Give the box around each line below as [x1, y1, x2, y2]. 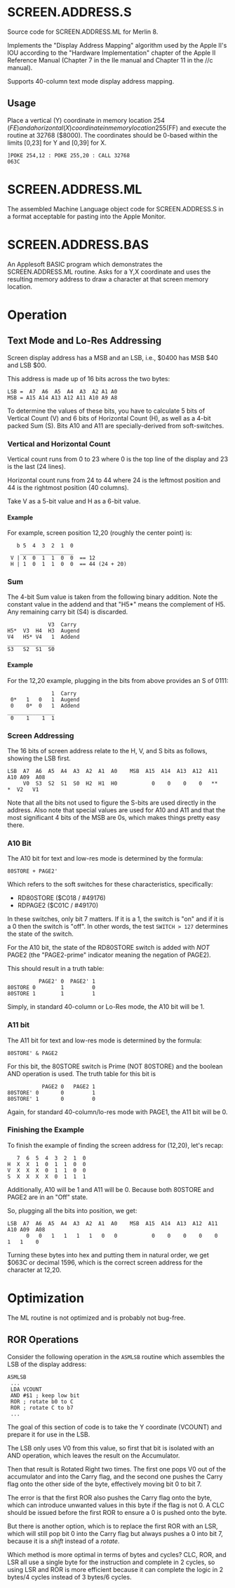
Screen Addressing [7, 731, 74, 741]
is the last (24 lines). [7, 462, 66, 470]
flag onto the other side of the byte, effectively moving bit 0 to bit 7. [7, 1479, 202, 1488]
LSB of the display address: [7, 1360, 87, 1368]
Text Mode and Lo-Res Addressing [7, 335, 162, 347]
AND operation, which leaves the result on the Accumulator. [7, 1451, 180, 1460]
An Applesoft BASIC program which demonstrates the [7, 260, 163, 268]
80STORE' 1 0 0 [7, 1095, 96, 1102]
